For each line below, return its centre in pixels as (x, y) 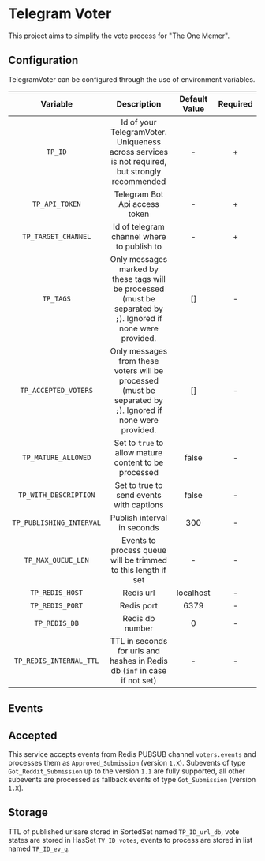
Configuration (43, 60)
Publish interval (139, 518)
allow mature (139, 452)
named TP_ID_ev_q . (39, 848)
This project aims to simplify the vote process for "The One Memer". (119, 36)
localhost (193, 593)
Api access (138, 204)
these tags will (138, 279)
